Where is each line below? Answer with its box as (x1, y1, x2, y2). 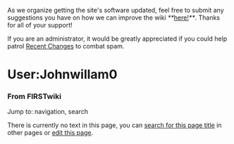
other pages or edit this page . (7, 129, 94, 137)
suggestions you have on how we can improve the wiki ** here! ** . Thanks (7, 13, 221, 22)
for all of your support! (7, 21, 73, 29)
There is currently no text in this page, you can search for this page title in (7, 121, 222, 129)
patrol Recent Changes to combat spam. (7, 42, 125, 50)
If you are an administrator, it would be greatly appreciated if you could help (7, 34, 228, 43)
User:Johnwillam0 (7, 67, 118, 83)
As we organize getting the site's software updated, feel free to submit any (7, 6, 224, 14)
